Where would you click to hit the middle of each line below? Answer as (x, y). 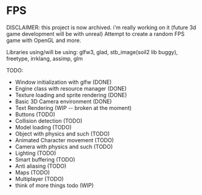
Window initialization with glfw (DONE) (63, 82)
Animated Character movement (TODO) (64, 140)
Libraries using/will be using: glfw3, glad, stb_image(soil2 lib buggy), (92, 52)
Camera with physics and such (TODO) (64, 146)
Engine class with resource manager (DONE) (71, 88)
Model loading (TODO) (43, 127)
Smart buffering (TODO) (45, 159)
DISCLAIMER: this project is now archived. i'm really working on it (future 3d (101, 27)
